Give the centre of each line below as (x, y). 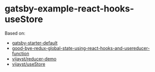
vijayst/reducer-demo (34, 58)
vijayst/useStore (28, 64)
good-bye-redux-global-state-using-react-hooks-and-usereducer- (81, 48)
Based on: (15, 33)
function (20, 53)
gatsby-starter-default (35, 42)
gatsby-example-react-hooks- (69, 9)
